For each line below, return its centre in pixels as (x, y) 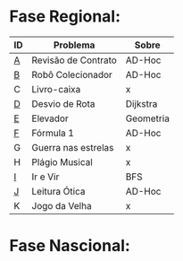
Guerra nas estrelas (73, 147)
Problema (74, 45)
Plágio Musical (62, 161)
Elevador (50, 118)
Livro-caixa (56, 89)
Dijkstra (141, 103)
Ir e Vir (46, 177)
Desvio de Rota (63, 103)
